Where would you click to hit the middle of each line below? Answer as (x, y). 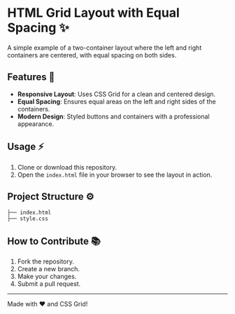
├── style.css (28, 219)
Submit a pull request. (49, 284)
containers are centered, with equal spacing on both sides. (92, 55)
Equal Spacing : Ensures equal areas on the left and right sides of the (116, 101)
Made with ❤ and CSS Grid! (48, 304)
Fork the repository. (46, 261)
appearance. (36, 123)
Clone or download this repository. (67, 167)
